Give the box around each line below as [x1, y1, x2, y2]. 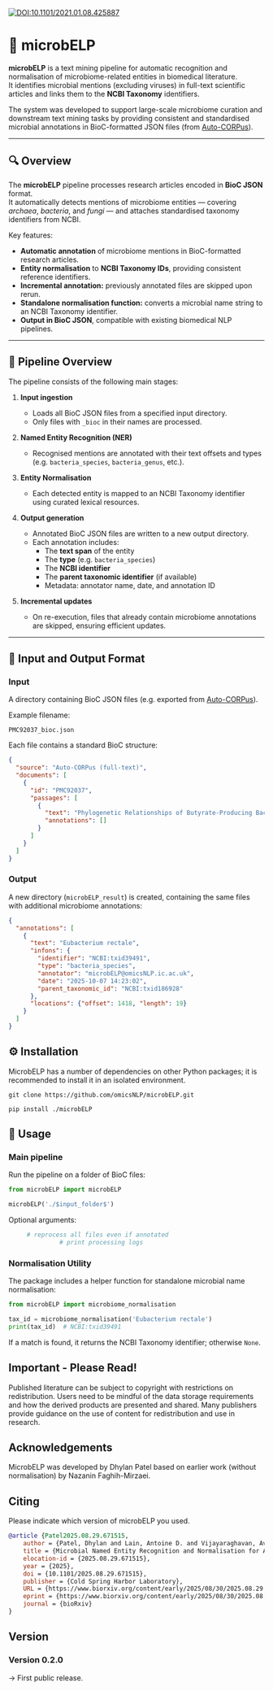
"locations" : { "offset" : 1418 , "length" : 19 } [29, 1000, 187, 1008]
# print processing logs [59, 1239, 144, 1247]
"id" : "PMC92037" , [29, 786, 93, 795]
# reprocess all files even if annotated [26, 1231, 169, 1240]
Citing [8, 1494, 40, 1508]
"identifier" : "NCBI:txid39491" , [37, 954, 151, 963]
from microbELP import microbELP [8, 1186, 122, 1194]
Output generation [19, 512, 84, 522]
